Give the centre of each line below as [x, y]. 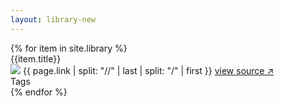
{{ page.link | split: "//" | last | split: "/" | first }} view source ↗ [148, 70]
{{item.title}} [36, 58]
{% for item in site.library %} [69, 48]
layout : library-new [53, 19]
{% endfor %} [39, 92]
